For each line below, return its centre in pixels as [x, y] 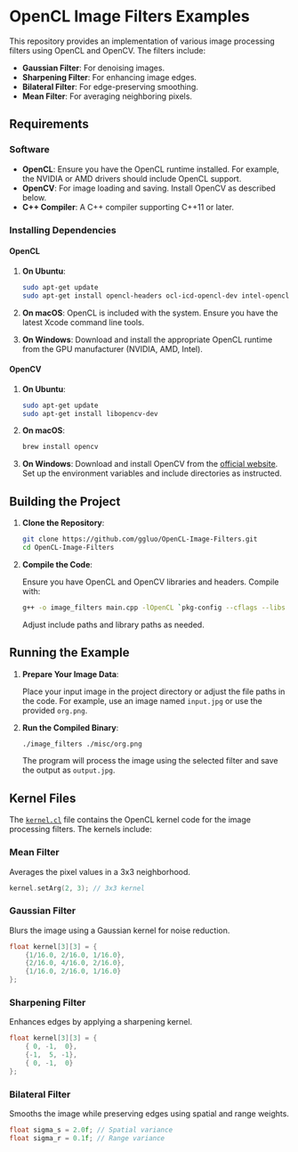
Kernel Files [43, 798]
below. [34, 197]
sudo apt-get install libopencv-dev [90, 413]
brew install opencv [60, 447]
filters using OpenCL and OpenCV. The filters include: [108, 50]
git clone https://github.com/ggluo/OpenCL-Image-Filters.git [140, 539]
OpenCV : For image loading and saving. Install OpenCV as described [149, 188]
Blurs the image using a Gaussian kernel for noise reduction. [120, 930]
